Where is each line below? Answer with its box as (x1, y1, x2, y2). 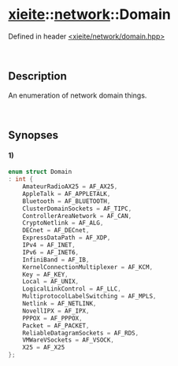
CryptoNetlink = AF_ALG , (22, 219, 104, 227)
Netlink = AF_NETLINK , (22, 300, 97, 308)
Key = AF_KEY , (22, 270, 69, 279)
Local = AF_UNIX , (22, 278, 80, 286)
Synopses (8, 128, 59, 142)
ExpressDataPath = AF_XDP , (22, 234, 111, 242)
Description (8, 69, 67, 83)
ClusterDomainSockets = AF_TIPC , (22, 205, 132, 213)
